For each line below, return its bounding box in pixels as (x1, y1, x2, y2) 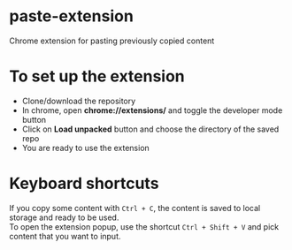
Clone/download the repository (21, 95, 136, 106)
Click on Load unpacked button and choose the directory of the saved (21, 124, 280, 134)
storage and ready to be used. (9, 212, 119, 223)
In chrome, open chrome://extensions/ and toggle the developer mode (21, 104, 283, 116)
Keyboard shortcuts (9, 174, 159, 193)
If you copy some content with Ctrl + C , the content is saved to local (9, 202, 261, 213)
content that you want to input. (9, 231, 121, 241)
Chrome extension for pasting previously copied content (9, 35, 215, 46)
